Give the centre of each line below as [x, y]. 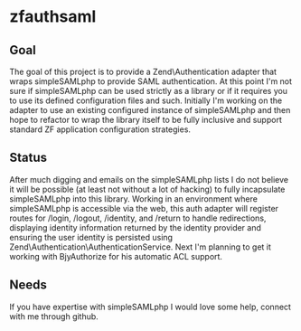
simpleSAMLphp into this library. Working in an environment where [133, 199]
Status [28, 158]
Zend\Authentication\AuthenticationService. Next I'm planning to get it [140, 247]
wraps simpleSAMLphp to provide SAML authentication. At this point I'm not [150, 81]
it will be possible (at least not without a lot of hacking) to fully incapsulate [147, 189]
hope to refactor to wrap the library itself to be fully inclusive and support [146, 120]
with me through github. [54, 316]
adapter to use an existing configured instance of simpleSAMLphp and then [150, 110]
